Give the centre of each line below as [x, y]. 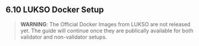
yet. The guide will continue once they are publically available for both [107, 30]
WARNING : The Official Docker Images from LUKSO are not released [105, 24]
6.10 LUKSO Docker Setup [55, 10]
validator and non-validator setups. [64, 37]
